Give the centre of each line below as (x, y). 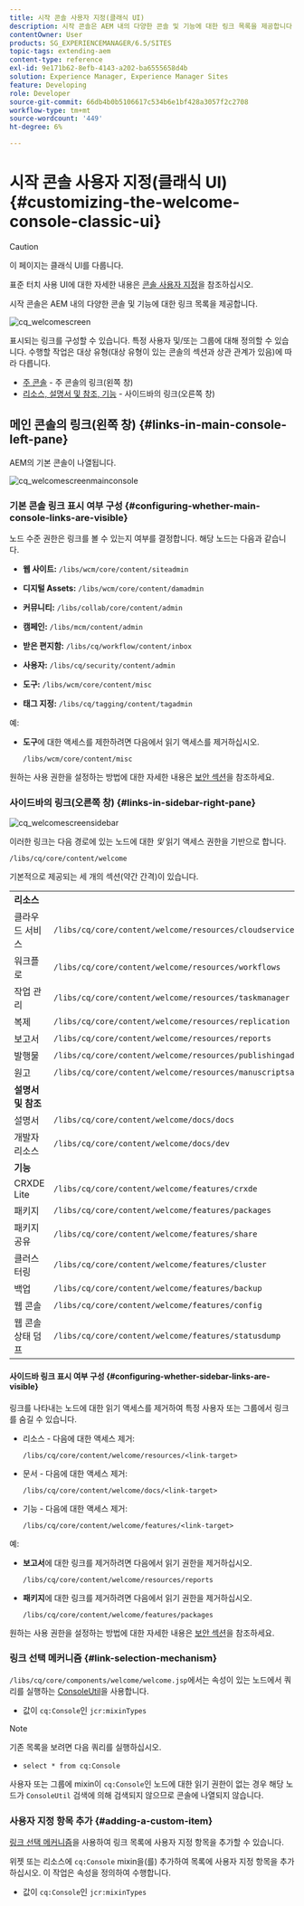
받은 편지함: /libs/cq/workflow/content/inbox (107, 646)
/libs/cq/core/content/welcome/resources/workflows (167, 967)
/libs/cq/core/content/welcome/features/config (158, 1305)
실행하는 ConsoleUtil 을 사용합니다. (87, 1691)
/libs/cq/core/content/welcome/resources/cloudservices (176, 930)
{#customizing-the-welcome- (125, 202)
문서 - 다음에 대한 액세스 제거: (75, 1473)
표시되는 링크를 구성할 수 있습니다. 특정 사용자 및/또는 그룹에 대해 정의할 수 (141, 340)
